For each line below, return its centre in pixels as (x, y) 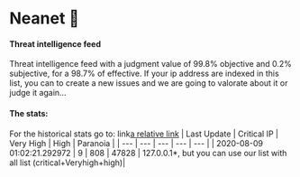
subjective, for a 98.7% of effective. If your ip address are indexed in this (144, 74)
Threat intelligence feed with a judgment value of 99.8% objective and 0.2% (151, 64)
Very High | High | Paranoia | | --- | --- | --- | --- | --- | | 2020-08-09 (136, 143)
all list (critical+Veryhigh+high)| (68, 163)
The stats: (29, 113)
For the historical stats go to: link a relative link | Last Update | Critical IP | (144, 134)
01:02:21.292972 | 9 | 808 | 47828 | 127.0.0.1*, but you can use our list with (148, 153)
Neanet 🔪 (44, 19)
